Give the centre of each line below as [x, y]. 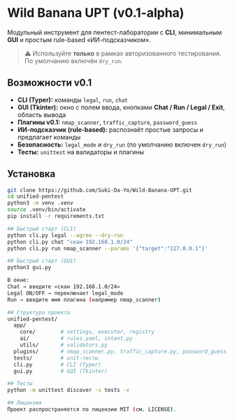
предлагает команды [49, 137]
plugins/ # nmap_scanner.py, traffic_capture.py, [97, 351]
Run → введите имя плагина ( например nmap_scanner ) [84, 299]
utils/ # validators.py [64, 345]
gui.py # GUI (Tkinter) [61, 371]
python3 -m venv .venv [40, 203]
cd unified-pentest [36, 197]
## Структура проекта [39, 312]
